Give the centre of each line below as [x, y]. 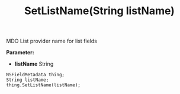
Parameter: [20, 53]
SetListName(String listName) [99, 11]
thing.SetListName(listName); [44, 85]
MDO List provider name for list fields [52, 41]
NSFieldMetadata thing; [36, 75]
